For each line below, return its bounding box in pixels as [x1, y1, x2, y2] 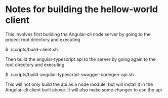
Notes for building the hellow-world [5, 4, 158, 15]
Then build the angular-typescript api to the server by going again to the [5, 56, 156, 62]
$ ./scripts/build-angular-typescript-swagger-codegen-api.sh [5, 71, 134, 77]
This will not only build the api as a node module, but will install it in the [5, 81, 153, 87]
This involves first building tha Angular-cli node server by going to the [5, 31, 151, 37]
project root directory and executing [5, 37, 80, 43]
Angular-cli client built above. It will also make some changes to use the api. [5, 86, 163, 92]
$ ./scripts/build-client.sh [5, 46, 58, 52]
